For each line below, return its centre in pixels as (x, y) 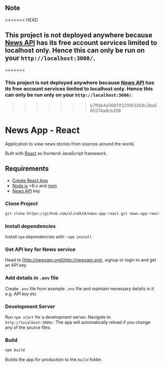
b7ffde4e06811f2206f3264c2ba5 (123, 105)
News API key (26, 191)
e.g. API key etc (21, 294)
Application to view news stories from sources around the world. (70, 144)
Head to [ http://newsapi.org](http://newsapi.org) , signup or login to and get (81, 260)
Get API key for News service (40, 250)
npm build (15, 350)
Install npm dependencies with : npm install (49, 237)
